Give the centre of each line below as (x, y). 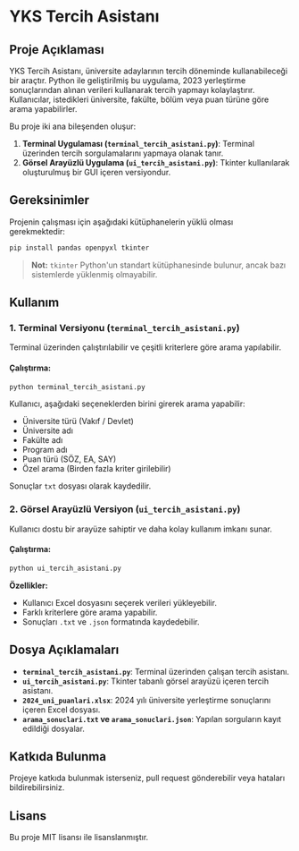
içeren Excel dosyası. (61, 710)
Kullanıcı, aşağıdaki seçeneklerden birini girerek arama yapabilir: (127, 404)
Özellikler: (29, 585)
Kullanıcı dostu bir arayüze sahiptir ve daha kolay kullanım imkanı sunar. (141, 529)
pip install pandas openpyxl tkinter (79, 248)
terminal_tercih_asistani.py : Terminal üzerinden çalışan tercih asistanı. (156, 671)
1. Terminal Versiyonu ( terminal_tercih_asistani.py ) (125, 328)
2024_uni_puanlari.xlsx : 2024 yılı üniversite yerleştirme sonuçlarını (146, 700)
